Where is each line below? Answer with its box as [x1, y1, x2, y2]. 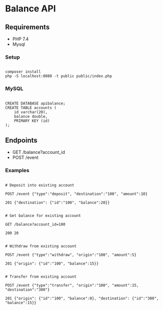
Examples [5, 167, 30, 174]
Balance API [5, 3, 56, 14]
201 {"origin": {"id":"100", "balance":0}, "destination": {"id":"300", [5, 296, 159, 301]
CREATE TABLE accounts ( [5, 105, 57, 110]
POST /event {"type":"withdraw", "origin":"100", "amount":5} [5, 252, 137, 257]
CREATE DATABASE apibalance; [5, 101, 66, 106]
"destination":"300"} [5, 287, 50, 292]
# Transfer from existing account [5, 274, 77, 279]
